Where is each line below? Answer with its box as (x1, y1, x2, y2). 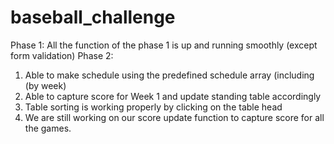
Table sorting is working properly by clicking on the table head (24, 101, 283, 113)
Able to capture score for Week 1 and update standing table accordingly (24, 90, 322, 102)
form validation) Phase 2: (10, 49, 114, 61)
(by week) (24, 79, 67, 91)
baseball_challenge (10, 6, 176, 29)
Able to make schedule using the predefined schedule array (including (24, 69, 315, 81)
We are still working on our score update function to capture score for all (24, 111, 325, 123)
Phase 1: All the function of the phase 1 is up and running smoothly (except (10, 39, 318, 51)
